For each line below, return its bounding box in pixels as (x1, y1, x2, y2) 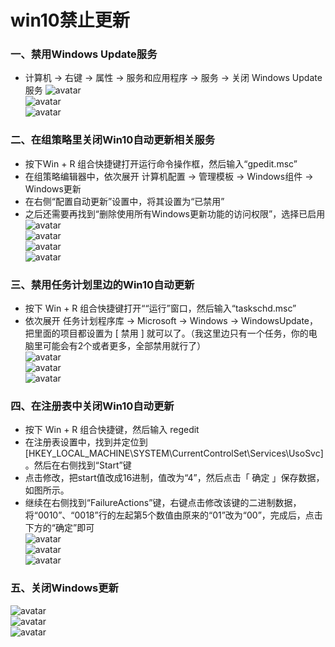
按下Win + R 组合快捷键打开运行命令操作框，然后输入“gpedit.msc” (24, 157, 298, 170)
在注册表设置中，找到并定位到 (24, 436, 148, 448)
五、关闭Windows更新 (10, 581, 119, 595)
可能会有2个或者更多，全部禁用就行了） (42, 340, 207, 352)
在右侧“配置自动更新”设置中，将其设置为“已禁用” (24, 195, 225, 207)
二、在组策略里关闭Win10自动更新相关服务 (10, 133, 216, 147)
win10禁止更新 (10, 9, 130, 32)
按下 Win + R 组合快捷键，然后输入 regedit (24, 424, 200, 436)
